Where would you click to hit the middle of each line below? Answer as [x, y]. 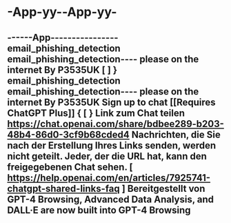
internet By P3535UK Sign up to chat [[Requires [111, 102]
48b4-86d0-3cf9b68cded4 [68, 134]
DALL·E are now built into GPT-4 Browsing [99, 210]
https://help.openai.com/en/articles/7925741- [109, 178]
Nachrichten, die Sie [176, 134]
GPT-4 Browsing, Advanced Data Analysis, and [111, 199]
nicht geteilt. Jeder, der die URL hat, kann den [107, 156]
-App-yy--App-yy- [62, 12]
